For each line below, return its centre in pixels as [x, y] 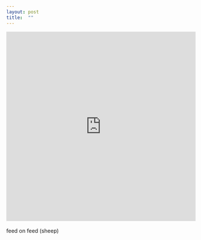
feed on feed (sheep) [33, 230]
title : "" [20, 18]
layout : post [23, 12]
